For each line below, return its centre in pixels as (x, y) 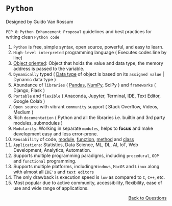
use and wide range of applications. (51, 188)
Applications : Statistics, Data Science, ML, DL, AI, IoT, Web (76, 145)
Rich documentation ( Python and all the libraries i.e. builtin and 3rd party (89, 117)
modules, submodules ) (38, 123)
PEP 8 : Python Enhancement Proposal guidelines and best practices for (79, 31)
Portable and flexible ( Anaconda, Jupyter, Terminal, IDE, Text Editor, (87, 96)
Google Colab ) (29, 101)
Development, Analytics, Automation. (52, 150)
